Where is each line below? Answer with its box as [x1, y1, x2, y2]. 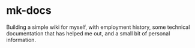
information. [6, 36, 37, 43]
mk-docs [6, 4, 52, 17]
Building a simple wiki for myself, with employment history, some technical [6, 23, 190, 31]
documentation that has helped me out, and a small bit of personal [6, 29, 170, 37]
